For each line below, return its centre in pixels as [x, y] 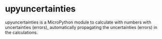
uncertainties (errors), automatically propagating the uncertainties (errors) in [81, 27]
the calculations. [21, 32]
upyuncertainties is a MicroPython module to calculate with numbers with [78, 22]
